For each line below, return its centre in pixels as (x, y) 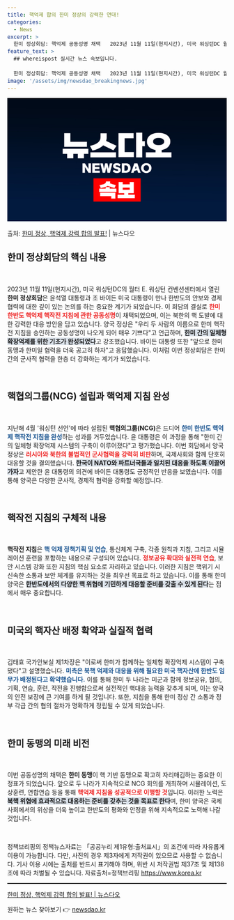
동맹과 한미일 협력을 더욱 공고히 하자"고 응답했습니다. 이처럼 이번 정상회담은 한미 (116, 350)
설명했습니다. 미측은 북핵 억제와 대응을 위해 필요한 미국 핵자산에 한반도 (123, 671)
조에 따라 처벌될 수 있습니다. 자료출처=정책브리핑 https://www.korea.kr (104, 873)
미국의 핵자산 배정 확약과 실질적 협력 (80, 630)
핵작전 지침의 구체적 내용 (57, 518)
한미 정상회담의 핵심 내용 (57, 258)
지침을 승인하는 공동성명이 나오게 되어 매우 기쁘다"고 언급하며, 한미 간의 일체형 (120, 332)
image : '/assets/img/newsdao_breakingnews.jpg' (78, 81)
